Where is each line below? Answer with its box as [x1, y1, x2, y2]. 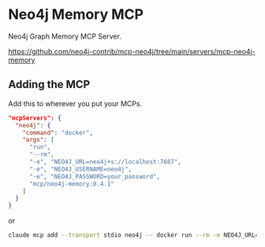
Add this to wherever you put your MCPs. [8, 98, 143, 108]
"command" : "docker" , [22, 128, 93, 137]
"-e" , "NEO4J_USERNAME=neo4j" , [28, 165, 132, 173]
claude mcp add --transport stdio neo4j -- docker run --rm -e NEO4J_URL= [8, 231, 259, 239]
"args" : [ [22, 136, 55, 144]
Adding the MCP [8, 78, 91, 91]
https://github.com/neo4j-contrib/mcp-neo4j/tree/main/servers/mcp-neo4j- [8, 46, 256, 56]
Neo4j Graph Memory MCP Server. [8, 31, 122, 41]
